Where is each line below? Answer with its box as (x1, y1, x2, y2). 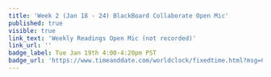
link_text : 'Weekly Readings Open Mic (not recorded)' (8, 34, 197, 43)
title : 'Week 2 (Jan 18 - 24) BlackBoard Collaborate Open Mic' (8, 11, 229, 20)
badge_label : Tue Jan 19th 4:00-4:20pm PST (8, 49, 157, 57)
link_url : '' (8, 42, 52, 50)
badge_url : (8, 57, 45, 65)
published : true (8, 19, 63, 27)
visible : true (8, 26, 56, 34)
